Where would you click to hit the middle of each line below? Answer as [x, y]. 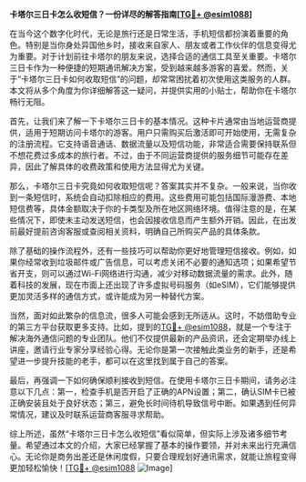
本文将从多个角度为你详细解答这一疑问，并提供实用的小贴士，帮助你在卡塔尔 [153, 90]
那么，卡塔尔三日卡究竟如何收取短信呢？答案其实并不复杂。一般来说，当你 [149, 186]
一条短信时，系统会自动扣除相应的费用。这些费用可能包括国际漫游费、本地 [157, 197]
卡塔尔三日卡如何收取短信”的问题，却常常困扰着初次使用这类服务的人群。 [158, 79]
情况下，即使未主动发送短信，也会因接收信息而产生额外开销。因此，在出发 [157, 220]
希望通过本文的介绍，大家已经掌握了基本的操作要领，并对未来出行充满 [157, 445]
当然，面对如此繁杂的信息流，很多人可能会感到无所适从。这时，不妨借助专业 [153, 316]
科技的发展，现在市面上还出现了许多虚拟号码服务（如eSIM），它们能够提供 [156, 285]
